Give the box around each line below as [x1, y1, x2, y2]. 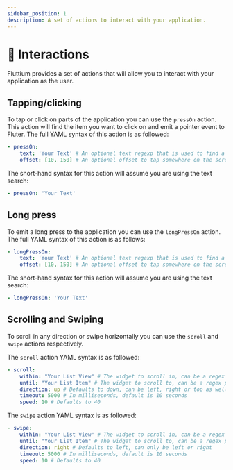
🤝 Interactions [7, 47, 89, 62]
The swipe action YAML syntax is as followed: [7, 411, 137, 420]
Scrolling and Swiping [7, 314, 104, 326]
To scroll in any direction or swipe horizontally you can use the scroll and [7, 332, 218, 340]
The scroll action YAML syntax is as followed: [7, 353, 140, 361]
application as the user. [7, 77, 74, 85]
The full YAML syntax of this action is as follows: [7, 235, 146, 243]
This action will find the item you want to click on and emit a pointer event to [7, 123, 225, 131]
